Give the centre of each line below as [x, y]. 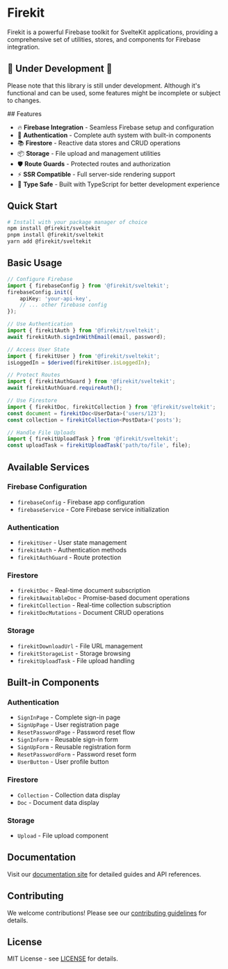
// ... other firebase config [64, 305]
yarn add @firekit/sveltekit [49, 241]
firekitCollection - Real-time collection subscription [94, 605]
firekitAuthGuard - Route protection [69, 557]
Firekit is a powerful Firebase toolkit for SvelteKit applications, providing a [113, 32]
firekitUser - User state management [72, 543]
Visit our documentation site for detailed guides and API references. [104, 874]
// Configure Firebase [40, 279]
